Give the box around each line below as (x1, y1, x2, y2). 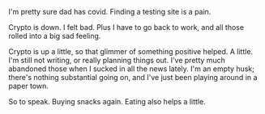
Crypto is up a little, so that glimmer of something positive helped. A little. (8, 47, 254, 56)
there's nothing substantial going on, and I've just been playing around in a (8, 73, 258, 82)
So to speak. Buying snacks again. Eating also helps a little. (8, 97, 206, 106)
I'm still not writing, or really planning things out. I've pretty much (8, 56, 225, 65)
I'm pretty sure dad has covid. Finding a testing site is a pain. (8, 7, 212, 16)
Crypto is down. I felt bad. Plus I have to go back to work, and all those (8, 23, 245, 32)
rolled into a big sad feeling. (8, 32, 101, 40)
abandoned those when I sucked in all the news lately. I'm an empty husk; (8, 64, 255, 74)
